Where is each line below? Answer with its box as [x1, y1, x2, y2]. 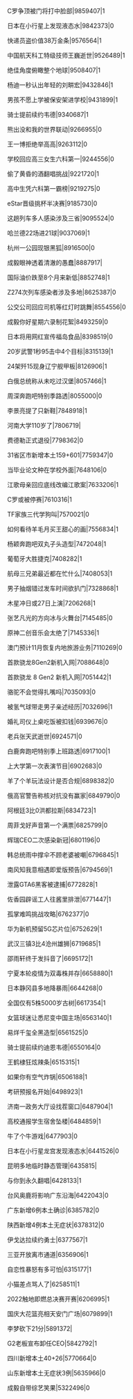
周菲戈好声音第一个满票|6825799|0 [7, 821, 108, 829]
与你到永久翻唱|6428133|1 [7, 1177, 82, 1184]
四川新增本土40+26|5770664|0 [7, 1354, 97, 1362]
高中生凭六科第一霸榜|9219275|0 [7, 185, 100, 192]
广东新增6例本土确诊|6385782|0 [7, 1206, 100, 1214]
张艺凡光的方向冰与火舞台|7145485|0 [7, 614, 113, 622]
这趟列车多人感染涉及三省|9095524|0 [7, 214, 114, 222]
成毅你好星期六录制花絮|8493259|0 [7, 318, 109, 326]
